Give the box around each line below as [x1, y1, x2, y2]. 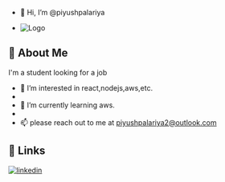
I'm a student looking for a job [8, 67, 108, 77]
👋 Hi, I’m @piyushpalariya [19, 8, 105, 17]
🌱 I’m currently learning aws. [19, 100, 115, 110]
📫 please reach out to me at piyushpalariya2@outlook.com [19, 117, 217, 127]
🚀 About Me [8, 47, 68, 60]
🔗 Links [8, 144, 46, 158]
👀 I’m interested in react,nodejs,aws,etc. [19, 83, 153, 92]
